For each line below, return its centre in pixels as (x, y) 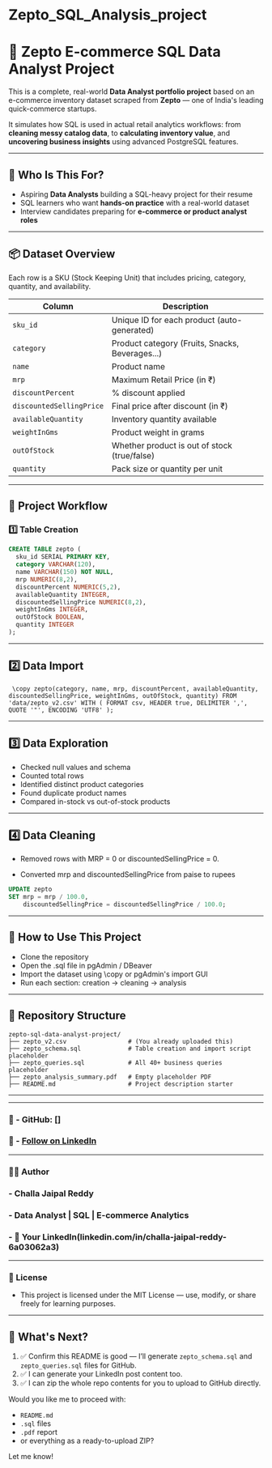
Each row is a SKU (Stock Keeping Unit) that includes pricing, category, (127, 278)
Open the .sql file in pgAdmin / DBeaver (86, 965)
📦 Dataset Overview (62, 254)
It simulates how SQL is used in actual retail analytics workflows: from (125, 125)
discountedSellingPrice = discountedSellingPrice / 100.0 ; (125, 904)
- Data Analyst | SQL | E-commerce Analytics (99, 1215)
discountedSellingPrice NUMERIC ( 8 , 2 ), (81, 602)
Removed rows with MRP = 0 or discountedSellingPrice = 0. (120, 859)
